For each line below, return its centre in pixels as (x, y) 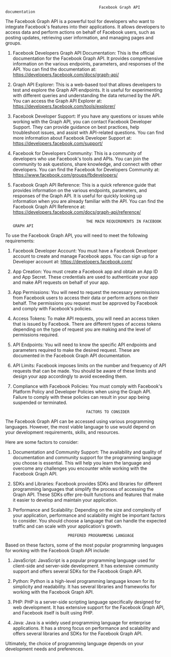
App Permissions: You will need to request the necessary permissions (86, 292)
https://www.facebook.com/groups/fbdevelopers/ (65, 175)
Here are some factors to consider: (42, 442)
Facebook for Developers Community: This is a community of (77, 153)
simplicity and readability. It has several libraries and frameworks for (84, 586)
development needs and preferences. (45, 649)
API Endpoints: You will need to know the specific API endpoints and (84, 345)
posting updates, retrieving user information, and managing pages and (80, 38)
